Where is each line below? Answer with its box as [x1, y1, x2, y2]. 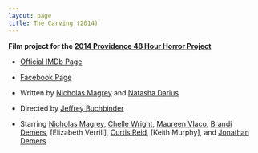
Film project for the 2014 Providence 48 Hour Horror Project [8, 41, 212, 50]
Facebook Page [19, 72, 72, 82]
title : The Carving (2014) [8, 19, 99, 27]
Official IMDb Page [19, 57, 83, 66]
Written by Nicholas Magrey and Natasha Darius [19, 87, 179, 97]
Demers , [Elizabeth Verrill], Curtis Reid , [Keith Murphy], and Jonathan [19, 127, 250, 137]
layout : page [8, 11, 52, 20]
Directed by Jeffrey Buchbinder [19, 103, 124, 113]
